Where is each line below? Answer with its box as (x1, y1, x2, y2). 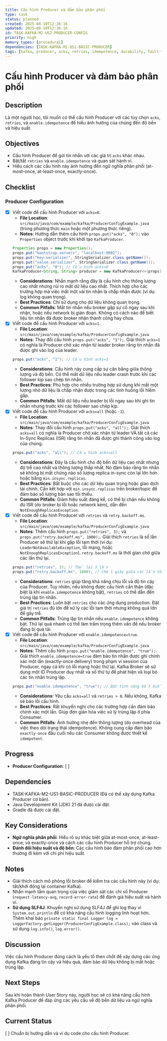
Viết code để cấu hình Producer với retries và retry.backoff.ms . (12, 512, 146, 518)
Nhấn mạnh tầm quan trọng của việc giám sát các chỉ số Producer (12, 889, 148, 895)
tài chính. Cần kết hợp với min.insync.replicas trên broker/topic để (19, 486, 158, 492)
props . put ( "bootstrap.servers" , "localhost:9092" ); (12, 250, 122, 255)
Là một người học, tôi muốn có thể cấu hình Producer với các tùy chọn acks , (5, 114, 161, 120)
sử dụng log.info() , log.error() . (12, 926, 81, 932)
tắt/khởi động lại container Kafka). (12, 883, 83, 889)
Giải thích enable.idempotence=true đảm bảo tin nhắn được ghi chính (19, 653, 160, 659)
